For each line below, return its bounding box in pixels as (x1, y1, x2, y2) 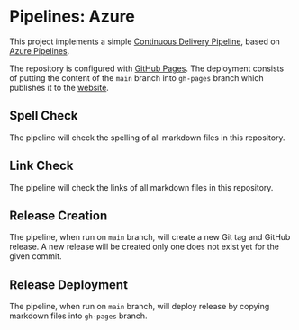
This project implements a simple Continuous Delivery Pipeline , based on (9, 36, 281, 47)
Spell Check (9, 108, 78, 123)
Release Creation (9, 208, 108, 223)
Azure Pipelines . (9, 45, 70, 56)
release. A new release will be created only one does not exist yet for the (9, 241, 280, 253)
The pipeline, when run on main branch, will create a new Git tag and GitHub (9, 232, 291, 243)
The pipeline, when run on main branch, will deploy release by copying (9, 301, 270, 312)
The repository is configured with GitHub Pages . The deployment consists (9, 63, 285, 74)
